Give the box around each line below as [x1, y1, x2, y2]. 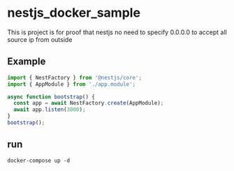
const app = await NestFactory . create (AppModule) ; [13, 100, 164, 107]
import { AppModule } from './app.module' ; [7, 80, 136, 88]
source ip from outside [7, 35, 73, 43]
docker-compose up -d [7, 157, 71, 164]
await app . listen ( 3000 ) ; [13, 106, 86, 113]
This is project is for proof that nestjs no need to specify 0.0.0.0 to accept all [7, 28, 227, 36]
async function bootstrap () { [7, 93, 96, 101]
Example [7, 56, 46, 68]
